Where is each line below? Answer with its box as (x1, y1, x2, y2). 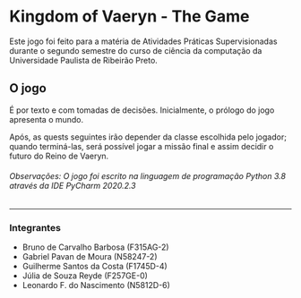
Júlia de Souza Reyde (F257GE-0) (21, 270, 148, 281)
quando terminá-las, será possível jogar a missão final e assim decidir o (9, 140, 274, 151)
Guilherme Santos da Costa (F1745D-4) (21, 261, 168, 272)
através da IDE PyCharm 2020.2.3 (9, 181, 136, 192)
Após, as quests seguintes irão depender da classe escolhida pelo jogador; (9, 132, 287, 142)
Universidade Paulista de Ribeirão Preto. (9, 55, 159, 65)
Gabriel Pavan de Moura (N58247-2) (21, 251, 159, 262)
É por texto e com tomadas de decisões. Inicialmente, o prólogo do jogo (9, 105, 275, 115)
